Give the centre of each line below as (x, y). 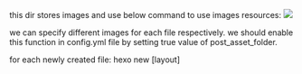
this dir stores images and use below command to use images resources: (146, 15)
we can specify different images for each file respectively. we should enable (151, 32)
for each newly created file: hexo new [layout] (95, 60)
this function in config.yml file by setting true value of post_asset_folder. (143, 42)
